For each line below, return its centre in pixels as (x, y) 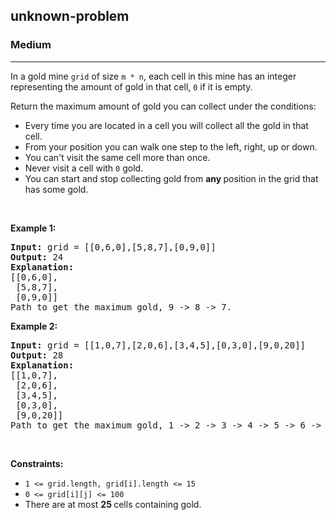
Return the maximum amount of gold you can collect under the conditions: (163, 106)
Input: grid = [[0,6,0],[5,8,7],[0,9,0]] (113, 247)
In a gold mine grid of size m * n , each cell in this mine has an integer (153, 76)
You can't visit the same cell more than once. (117, 157)
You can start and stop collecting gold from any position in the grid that (171, 178)
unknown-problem (70, 16)
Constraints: (37, 463)
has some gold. (56, 189)
